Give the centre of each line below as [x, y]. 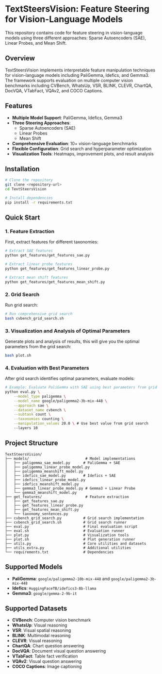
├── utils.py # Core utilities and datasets [76, 543]
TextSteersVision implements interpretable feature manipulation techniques [80, 70]
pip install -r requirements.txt [39, 202]
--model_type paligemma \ [40, 396]
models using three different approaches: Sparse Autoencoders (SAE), [76, 38]
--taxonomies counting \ [39, 419]
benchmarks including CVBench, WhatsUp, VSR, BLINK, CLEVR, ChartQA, [79, 85]
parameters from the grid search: [38, 347]
